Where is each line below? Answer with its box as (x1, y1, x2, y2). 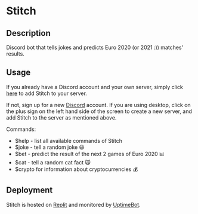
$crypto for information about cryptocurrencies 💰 (14, 166, 138, 173)
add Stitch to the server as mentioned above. (6, 114, 117, 121)
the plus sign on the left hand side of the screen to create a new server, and (6, 108, 192, 115)
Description (6, 28, 51, 38)
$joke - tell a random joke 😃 (14, 143, 85, 151)
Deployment (6, 185, 53, 195)
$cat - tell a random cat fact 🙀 (14, 158, 91, 166)
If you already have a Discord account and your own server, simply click (6, 83, 183, 90)
